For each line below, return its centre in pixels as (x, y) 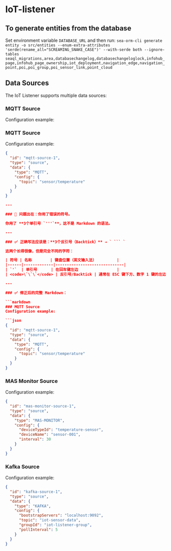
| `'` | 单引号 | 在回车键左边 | (62, 270)
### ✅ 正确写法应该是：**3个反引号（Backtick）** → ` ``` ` (65, 242)
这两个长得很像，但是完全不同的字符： (39, 251)
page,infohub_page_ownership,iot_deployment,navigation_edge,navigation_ (85, 63)
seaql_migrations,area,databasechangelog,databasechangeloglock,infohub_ (85, 59)
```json (13, 321)
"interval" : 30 (35, 439)
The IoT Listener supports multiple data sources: (56, 95)
